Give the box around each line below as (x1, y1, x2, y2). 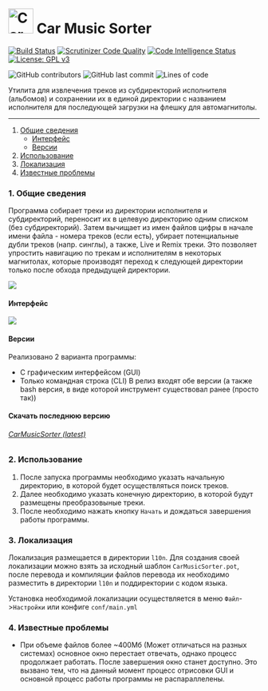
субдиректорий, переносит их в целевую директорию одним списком (8, 214, 249, 224)
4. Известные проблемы (8, 622, 109, 633)
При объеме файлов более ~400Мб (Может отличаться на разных (19, 640, 247, 650)
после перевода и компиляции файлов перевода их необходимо (8, 570, 230, 579)
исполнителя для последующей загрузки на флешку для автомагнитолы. (8, 102, 258, 112)
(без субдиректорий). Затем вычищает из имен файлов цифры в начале (8, 223, 254, 232)
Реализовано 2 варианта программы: (8, 351, 137, 361)
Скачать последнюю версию (8, 411, 111, 421)
